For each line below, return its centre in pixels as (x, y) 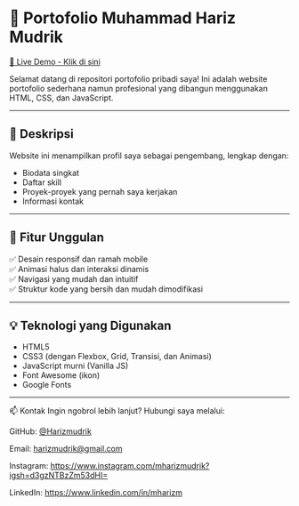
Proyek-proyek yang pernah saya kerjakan (100, 191)
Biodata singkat (51, 173)
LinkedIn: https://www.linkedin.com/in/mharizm (96, 493)
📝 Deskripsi (41, 134)
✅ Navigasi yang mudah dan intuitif (74, 278)
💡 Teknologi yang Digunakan (90, 325)
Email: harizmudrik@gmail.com (66, 449)
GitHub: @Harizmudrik (50, 431)
